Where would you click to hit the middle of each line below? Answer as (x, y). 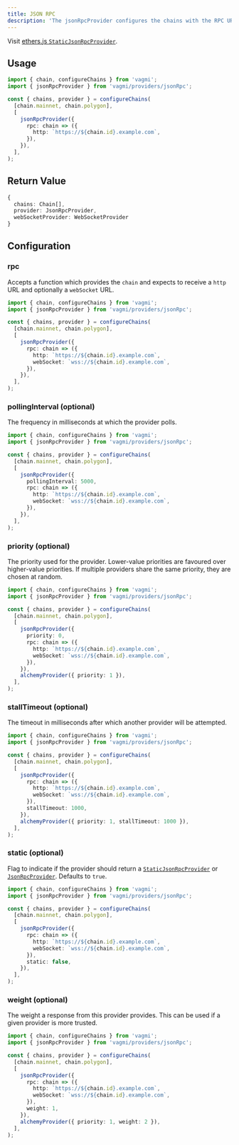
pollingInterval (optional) (51, 406)
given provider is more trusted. (53, 1023)
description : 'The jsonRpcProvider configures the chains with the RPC (116, 21)
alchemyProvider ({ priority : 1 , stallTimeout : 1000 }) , (105, 821)
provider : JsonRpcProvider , (55, 211)
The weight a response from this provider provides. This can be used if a (114, 1015)
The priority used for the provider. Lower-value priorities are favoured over (117, 561)
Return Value (37, 181)
